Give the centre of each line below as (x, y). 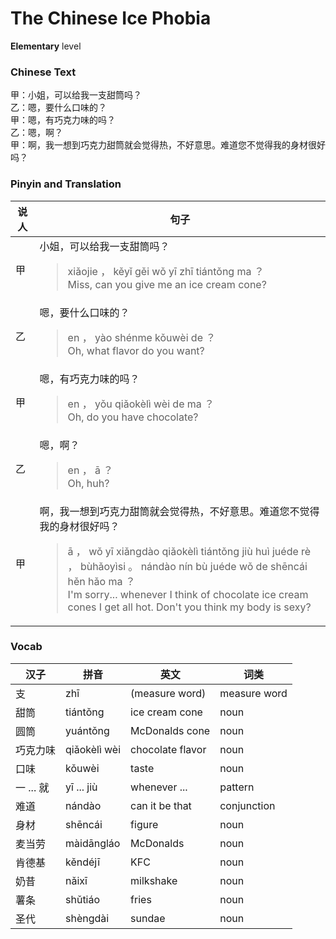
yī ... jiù (81, 787)
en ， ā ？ (90, 470)
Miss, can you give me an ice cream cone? (167, 284)
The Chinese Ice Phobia (111, 18)
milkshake (154, 880)
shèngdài (87, 918)
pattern (237, 787)
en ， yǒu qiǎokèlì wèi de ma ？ (141, 404)
